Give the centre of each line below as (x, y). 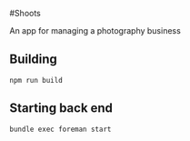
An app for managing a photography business (95, 30)
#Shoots (25, 13)
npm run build (36, 80)
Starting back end (61, 108)
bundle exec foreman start (60, 129)
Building (33, 60)
